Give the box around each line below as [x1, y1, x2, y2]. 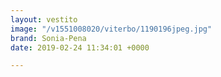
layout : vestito [10, 14, 78, 25]
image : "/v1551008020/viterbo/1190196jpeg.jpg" [10, 24, 213, 34]
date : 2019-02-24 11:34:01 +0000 [10, 42, 150, 53]
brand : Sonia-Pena [10, 33, 87, 43]
